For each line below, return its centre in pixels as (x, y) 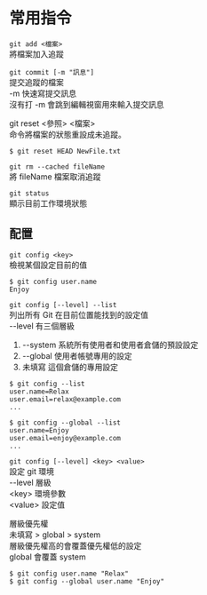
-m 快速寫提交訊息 (43, 93)
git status (29, 193)
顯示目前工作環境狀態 (48, 203)
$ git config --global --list (65, 423)
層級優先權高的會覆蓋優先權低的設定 (76, 545)
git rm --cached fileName (57, 167)
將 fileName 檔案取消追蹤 (55, 176)
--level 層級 (30, 482)
